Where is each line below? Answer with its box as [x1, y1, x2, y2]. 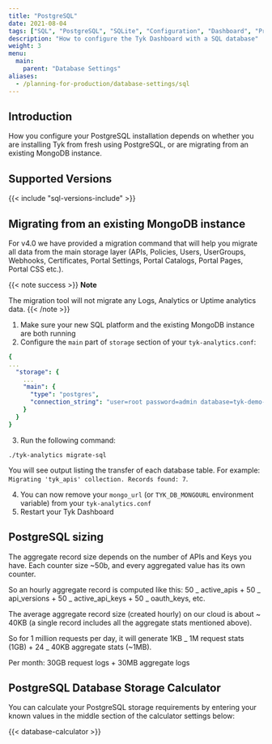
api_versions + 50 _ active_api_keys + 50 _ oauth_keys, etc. [8, 593, 206, 603]
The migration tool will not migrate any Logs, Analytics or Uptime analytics [8, 295, 257, 305]
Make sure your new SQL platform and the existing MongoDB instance [19, 319, 255, 329]
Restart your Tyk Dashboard [19, 507, 115, 516]
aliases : [8, 72, 38, 80]
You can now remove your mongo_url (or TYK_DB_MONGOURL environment [19, 490, 254, 499]
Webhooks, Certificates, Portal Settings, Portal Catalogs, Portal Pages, [8, 255, 244, 265]
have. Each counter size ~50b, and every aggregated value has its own [8, 560, 245, 570]
